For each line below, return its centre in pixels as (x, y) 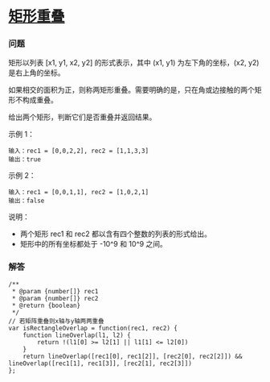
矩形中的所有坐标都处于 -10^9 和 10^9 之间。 (93, 244)
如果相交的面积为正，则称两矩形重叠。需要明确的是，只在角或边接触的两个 (131, 90)
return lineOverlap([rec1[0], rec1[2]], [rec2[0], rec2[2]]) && (133, 356)
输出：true (25, 160)
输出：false (27, 201)
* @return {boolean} (46, 305)
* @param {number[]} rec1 (55, 291)
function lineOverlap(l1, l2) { (77, 335)
